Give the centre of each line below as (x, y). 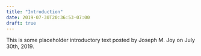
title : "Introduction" (35, 12)
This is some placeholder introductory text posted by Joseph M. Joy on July (101, 40)
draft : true (21, 23)
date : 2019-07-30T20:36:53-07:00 (48, 17)
